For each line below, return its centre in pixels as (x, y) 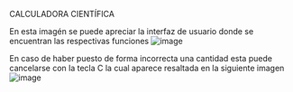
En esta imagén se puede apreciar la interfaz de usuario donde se (132, 31)
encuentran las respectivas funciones (79, 41)
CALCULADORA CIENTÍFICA (62, 14)
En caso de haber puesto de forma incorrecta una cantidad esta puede (141, 58)
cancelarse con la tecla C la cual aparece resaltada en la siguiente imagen (147, 68)
